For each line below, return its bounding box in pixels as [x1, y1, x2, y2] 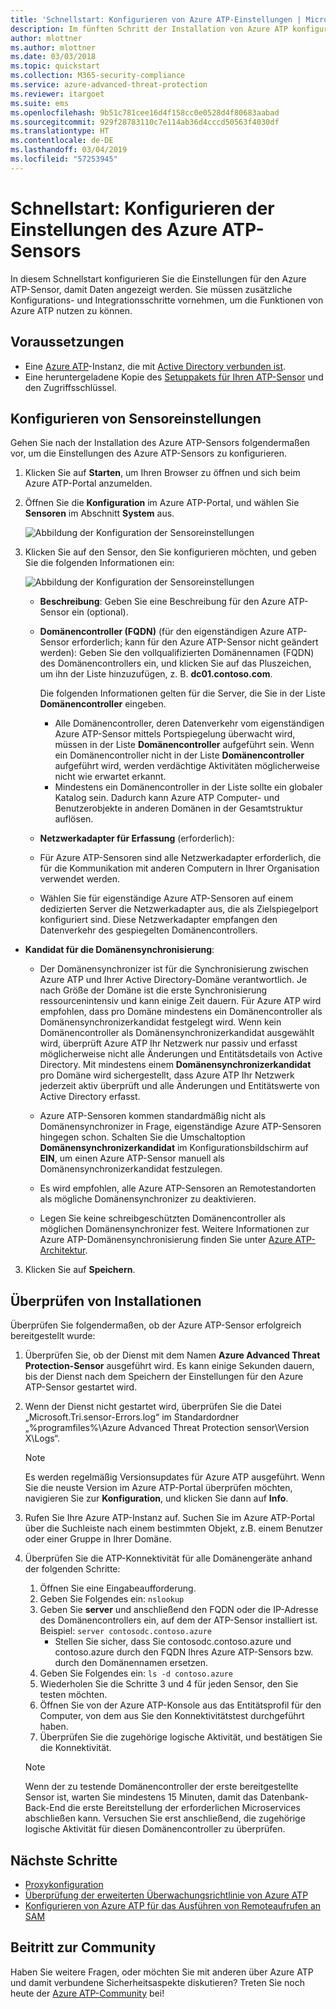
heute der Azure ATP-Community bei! [10, 1987, 165, 1999]
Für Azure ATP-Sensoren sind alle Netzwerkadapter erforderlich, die [39, 852, 322, 864]
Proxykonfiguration [24, 1878, 104, 1890]
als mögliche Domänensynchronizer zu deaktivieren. [39, 1193, 257, 1205]
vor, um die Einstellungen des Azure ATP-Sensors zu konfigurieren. [10, 447, 288, 460]
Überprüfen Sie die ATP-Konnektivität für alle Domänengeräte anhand [24, 1552, 313, 1565]
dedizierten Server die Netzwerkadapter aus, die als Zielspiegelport [39, 903, 319, 915]
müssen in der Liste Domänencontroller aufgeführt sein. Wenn [54, 739, 315, 751]
